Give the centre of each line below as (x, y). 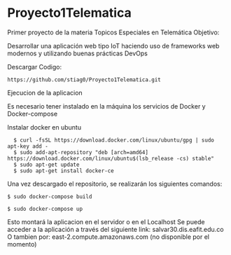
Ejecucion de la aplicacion (45, 92)
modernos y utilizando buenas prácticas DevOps (78, 53)
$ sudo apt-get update (47, 165)
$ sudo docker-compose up (45, 209)
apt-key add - (28, 146)
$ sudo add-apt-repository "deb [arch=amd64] (81, 152)
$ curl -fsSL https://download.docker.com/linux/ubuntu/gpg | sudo (114, 140)
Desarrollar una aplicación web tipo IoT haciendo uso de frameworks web (113, 46)
